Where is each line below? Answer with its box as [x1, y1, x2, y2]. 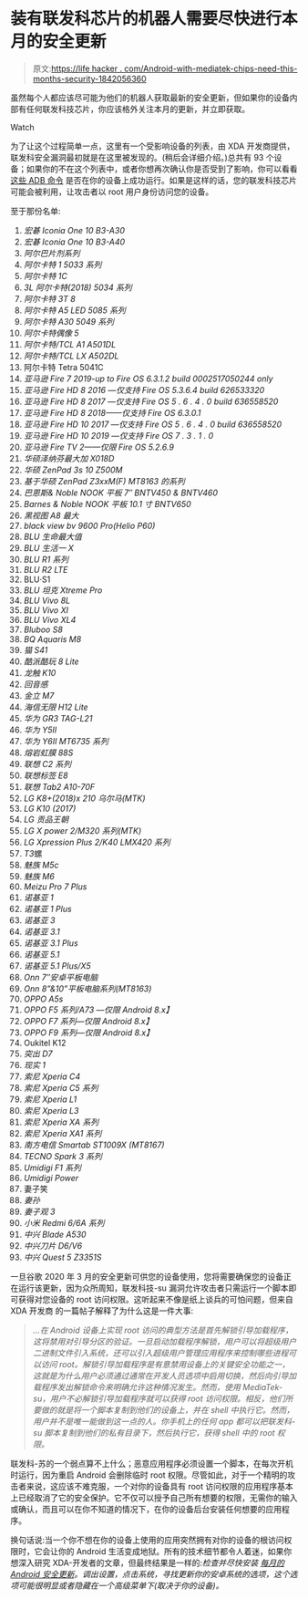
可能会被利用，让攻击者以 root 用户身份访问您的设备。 [10, 186, 214, 197]
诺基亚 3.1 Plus [23, 937, 78, 949]
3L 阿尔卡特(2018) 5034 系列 [23, 282, 132, 293]
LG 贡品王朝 [23, 814, 69, 825]
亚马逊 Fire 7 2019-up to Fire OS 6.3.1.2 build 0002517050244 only [23, 373, 273, 384]
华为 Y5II [23, 724, 57, 735]
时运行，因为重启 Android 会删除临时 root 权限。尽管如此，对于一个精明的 [10, 1469, 288, 1480]
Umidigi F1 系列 [23, 1162, 81, 1173]
